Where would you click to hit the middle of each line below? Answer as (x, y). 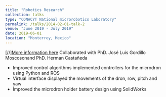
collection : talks (25, 15)
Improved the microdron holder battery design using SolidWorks (79, 89)
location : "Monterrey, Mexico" (38, 38)
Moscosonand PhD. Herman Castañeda (46, 58)
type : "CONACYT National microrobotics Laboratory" (61, 19)
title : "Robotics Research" (35, 10)
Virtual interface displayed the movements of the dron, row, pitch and (85, 78)
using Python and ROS (36, 73)
